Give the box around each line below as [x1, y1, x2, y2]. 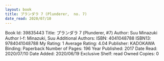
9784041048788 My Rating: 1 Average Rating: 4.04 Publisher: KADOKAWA [5, 41, 155, 46]
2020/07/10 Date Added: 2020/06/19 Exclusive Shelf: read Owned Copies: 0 [5, 51, 159, 57]
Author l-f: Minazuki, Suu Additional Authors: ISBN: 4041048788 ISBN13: [5, 35, 152, 41]
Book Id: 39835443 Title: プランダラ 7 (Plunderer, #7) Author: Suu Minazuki [5, 30, 158, 36]
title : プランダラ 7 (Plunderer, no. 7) [5, 12, 87, 16]
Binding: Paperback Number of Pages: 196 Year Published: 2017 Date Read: [5, 46, 158, 51]
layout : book [5, 7, 32, 12]
